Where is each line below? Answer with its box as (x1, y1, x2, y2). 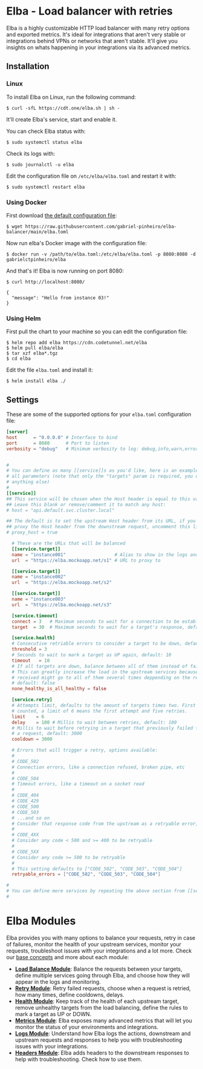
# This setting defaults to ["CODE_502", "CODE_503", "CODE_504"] (11, 866, 182, 872)
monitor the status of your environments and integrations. (14, 1023, 159, 1030)
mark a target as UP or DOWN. (14, 1010, 92, 1017)
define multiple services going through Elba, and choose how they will (14, 971, 190, 979)
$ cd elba (6, 356, 31, 362)
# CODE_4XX (11, 832, 39, 838)
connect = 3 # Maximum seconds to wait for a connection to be (11, 618, 180, 625)
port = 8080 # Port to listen (6, 440, 110, 446)
